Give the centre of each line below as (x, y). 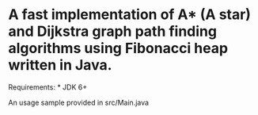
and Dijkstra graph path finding (113, 31)
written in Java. (60, 65)
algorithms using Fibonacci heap (118, 48)
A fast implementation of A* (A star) (130, 15)
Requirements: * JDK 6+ (48, 87)
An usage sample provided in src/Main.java (78, 102)
